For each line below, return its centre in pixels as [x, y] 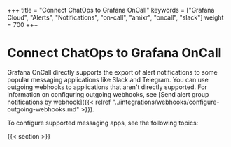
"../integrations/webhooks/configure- [166, 102]
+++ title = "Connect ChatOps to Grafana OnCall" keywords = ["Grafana [111, 10]
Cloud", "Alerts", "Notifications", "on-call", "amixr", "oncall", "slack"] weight [115, 17]
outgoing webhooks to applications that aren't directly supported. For [107, 87]
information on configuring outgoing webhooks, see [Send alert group [108, 94]
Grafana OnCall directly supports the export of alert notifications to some [113, 72]
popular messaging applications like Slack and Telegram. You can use [108, 79]
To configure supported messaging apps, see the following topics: [103, 123]
